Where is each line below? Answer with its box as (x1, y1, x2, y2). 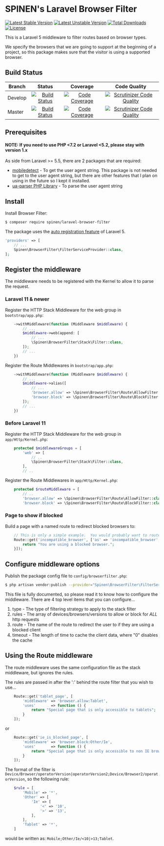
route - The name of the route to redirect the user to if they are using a (12, 622, 154, 628)
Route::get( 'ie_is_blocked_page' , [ (14, 735, 89, 740)
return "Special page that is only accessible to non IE (31, 748, 150, 753)
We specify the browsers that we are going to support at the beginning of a (5, 44, 156, 50)
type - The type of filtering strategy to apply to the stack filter (12, 606, 136, 612)
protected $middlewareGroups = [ (14, 446, 82, 450)
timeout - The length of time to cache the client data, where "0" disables (12, 632, 158, 638)
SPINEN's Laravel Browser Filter (5, 3, 137, 15)
